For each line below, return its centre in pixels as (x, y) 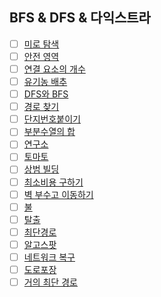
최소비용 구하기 (53, 182)
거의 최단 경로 (50, 282)
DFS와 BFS (46, 94)
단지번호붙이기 (52, 119)
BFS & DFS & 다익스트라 (80, 18)
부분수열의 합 (49, 132)
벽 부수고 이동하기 (58, 194)
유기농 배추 (45, 81)
